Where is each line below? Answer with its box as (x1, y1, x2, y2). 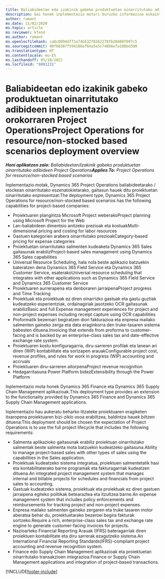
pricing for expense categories (12, 239, 75, 245)
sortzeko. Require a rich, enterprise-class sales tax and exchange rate (12, 518, 153, 524)
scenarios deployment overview (5, 146, 140, 157)
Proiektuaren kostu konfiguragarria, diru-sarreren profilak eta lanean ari (12, 343, 157, 349)
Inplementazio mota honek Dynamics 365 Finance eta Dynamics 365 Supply (5, 384, 160, 389)
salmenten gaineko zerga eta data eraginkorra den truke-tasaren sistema (12, 322, 160, 328)
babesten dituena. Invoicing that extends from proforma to (12, 327, 130, 333)
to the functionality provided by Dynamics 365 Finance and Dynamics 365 (5, 394, 155, 400)
